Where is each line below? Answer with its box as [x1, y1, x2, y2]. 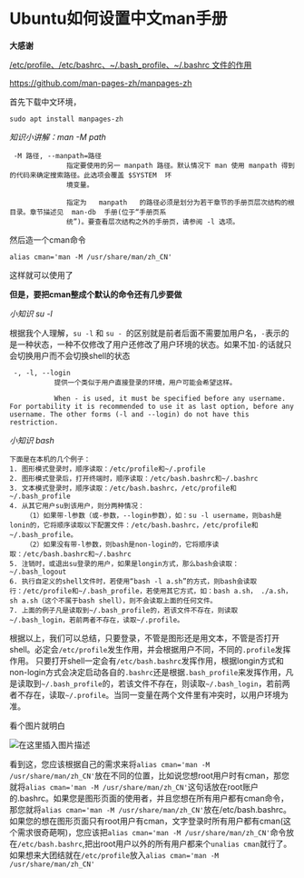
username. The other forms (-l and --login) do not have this [9, 410, 250, 419]
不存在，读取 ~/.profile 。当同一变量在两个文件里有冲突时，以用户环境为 [16, 689, 289, 700]
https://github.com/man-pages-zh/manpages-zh [9, 77, 192, 88]
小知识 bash [9, 434, 54, 445]
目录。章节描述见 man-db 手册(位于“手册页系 [9, 207, 167, 216]
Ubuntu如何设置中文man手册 [9, 8, 228, 29]
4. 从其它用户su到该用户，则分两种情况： [9, 501, 145, 510]
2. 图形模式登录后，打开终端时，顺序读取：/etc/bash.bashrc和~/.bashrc [9, 474, 259, 483]
